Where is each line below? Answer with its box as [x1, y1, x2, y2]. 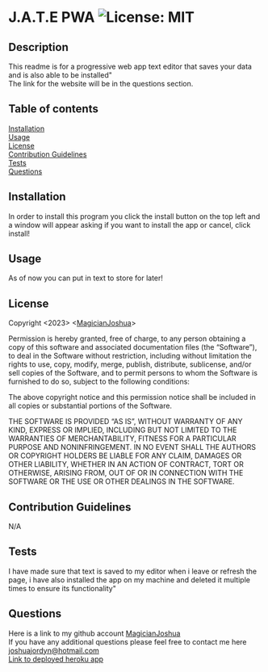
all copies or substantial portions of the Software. [8, 401, 172, 411]
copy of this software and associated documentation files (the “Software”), [8, 342, 258, 352]
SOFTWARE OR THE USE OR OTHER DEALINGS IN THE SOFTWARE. [8, 477, 235, 486]
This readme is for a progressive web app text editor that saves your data [8, 61, 253, 71]
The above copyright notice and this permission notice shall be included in [8, 393, 256, 402]
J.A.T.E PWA [8, 8, 95, 27]
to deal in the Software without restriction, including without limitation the [8, 351, 252, 361]
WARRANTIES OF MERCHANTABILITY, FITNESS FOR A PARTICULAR [8, 434, 237, 443]
